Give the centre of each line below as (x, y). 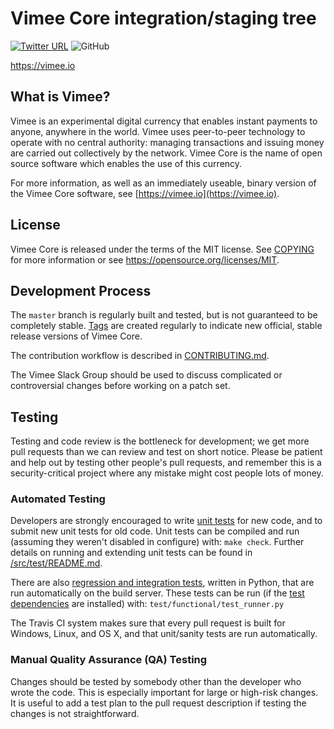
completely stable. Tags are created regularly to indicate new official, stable (166, 326)
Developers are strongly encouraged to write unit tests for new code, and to (166, 521)
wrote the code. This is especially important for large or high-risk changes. (164, 692)
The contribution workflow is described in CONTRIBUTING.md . (140, 356)
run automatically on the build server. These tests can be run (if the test (157, 593)
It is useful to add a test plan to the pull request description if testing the (158, 703)
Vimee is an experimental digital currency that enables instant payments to (164, 121)
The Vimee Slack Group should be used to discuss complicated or (146, 375)
